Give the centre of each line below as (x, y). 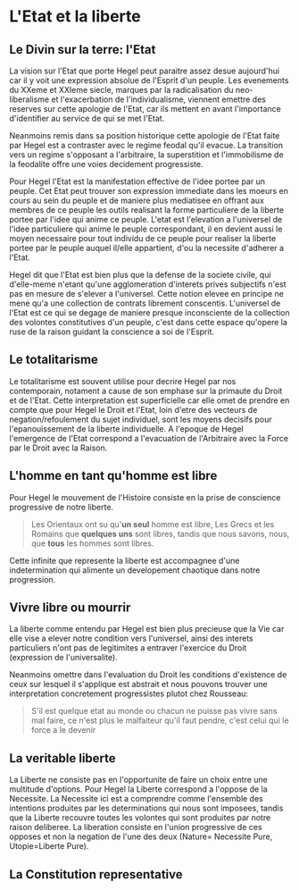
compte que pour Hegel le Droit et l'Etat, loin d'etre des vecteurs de (133, 409)
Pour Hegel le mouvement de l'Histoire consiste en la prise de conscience (145, 497)
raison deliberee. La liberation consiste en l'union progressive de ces (136, 827)
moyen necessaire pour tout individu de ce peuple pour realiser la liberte (143, 238)
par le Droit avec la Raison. (58, 448)
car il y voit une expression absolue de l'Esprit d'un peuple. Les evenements (149, 80)
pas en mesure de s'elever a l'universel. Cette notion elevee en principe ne (146, 294)
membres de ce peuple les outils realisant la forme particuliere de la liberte (146, 210)
